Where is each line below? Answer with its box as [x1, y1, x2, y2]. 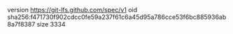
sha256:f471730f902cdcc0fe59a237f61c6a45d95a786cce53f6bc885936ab [7, 13, 227, 21]
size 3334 [36, 20, 66, 28]
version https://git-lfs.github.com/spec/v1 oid [7, 6, 138, 14]
